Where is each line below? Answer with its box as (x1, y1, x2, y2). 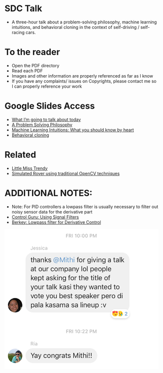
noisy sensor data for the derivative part (11, 209, 93, 215)
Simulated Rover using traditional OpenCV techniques (11, 170, 120, 176)
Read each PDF (11, 68, 43, 74)
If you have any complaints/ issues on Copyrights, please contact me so (11, 78, 157, 84)
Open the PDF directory (11, 62, 60, 68)
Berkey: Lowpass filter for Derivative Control (11, 219, 101, 225)
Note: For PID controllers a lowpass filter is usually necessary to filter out (11, 203, 159, 210)
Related (4, 149, 36, 160)
